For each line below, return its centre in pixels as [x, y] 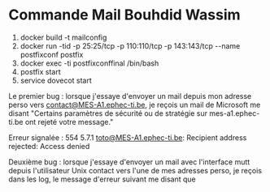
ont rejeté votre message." [69, 122]
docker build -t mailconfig [63, 37]
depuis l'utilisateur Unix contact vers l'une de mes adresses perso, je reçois [135, 170]
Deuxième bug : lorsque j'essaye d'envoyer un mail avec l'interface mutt [129, 162]
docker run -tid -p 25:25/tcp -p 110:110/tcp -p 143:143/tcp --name [130, 45]
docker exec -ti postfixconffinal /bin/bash [89, 63]
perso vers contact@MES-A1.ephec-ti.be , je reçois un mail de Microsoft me [135, 105]
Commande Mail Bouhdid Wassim [125, 15]
